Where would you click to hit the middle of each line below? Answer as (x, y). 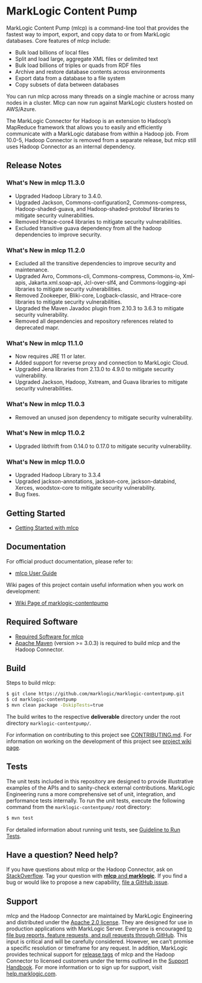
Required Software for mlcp (49, 637)
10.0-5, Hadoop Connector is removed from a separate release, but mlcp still (101, 140)
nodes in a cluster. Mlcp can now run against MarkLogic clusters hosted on (99, 102)
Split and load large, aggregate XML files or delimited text (86, 59)
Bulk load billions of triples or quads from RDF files (78, 65)
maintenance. (32, 270)
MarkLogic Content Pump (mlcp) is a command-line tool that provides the (98, 28)
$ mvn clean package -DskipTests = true (55, 706)
